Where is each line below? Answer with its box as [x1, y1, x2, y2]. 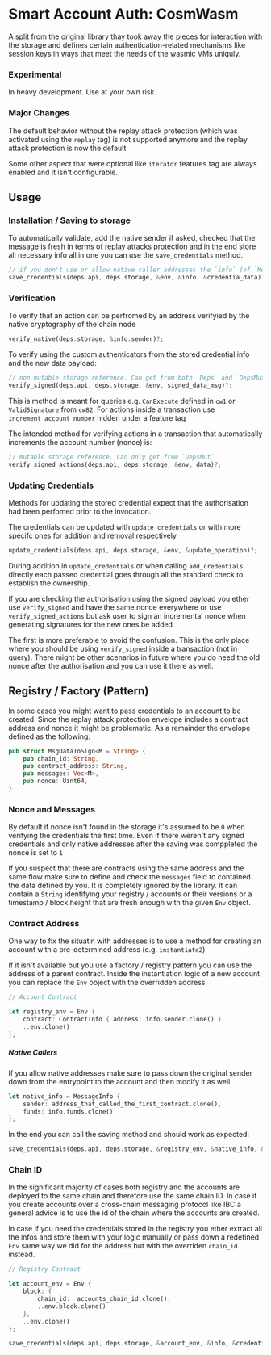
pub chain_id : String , [23, 754, 99, 763]
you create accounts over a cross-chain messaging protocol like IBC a [8, 1200, 242, 1210]
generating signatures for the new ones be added [8, 619, 173, 629]
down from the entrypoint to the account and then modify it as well [8, 1076, 231, 1086]
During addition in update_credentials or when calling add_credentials [8, 560, 244, 570]
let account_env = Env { [8, 1280, 92, 1288]
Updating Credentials [8, 480, 94, 491]
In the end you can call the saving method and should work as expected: [8, 1130, 250, 1139]
